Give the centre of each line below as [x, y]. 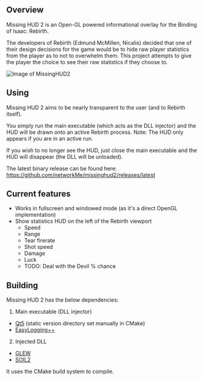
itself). [14, 114]
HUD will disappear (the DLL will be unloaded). [65, 156]
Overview [25, 10]
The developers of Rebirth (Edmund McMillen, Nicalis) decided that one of [99, 42]
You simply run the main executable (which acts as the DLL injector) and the [101, 125]
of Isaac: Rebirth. [28, 31]
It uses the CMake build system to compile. [60, 371]
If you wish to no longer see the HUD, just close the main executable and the [102, 150]
